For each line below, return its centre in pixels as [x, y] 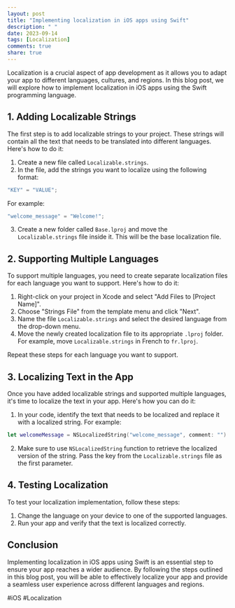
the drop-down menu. [49, 327]
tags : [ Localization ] [39, 40]
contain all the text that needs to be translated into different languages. [109, 141]
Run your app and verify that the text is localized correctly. [102, 523]
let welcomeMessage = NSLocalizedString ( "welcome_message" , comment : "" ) [117, 435]
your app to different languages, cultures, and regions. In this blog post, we [115, 80]
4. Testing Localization [58, 485]
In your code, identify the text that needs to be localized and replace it [119, 415]
